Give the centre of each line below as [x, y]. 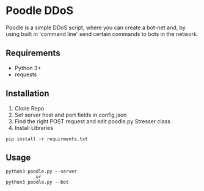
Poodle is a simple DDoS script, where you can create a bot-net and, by [96, 27]
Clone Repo [29, 108]
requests [26, 74]
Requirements [33, 53]
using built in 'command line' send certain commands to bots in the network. [102, 34]
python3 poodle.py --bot [37, 182]
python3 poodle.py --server [42, 171]
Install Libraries [34, 128]
